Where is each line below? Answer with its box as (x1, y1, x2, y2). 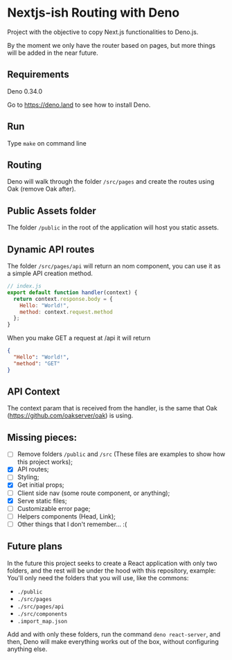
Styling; (17, 473, 39, 481)
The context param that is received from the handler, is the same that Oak (7, 404, 218, 412)
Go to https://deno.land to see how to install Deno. (7, 101, 151, 109)
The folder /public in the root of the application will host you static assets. (7, 223, 220, 232)
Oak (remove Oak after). (7, 185, 76, 193)
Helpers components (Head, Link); (17, 512, 116, 521)
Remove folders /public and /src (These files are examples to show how (17, 450, 226, 458)
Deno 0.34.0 (7, 87, 43, 95)
